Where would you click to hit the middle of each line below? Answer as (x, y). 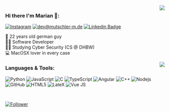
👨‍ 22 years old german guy (34, 36)
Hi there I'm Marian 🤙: (32, 16)
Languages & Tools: (30, 68)
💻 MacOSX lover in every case (38, 53)
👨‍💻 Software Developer (30, 42)
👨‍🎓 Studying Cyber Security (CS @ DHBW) (50, 47)
